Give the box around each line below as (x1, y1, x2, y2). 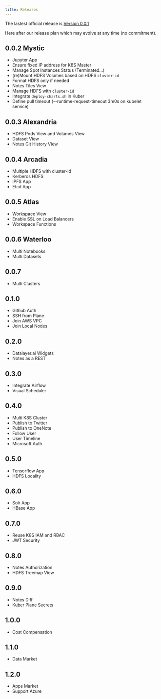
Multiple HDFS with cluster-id (12, 168, 72, 174)
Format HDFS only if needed (12, 78, 70, 83)
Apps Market (12, 683, 39, 689)
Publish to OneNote (12, 425, 52, 431)
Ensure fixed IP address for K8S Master (12, 62, 92, 68)
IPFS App (12, 179, 31, 184)
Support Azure (12, 688, 42, 694)
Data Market (12, 656, 38, 662)
